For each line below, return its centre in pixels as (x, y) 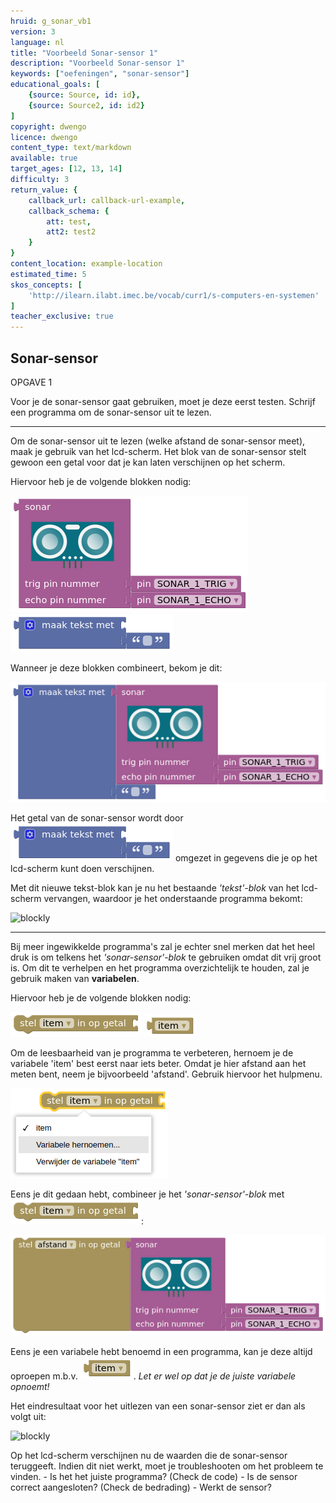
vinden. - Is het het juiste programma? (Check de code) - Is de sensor (154, 1476)
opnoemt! (30, 1386)
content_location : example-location (86, 264)
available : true (44, 158)
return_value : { (44, 190)
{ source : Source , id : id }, (84, 95)
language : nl (37, 42)
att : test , (69, 221)
